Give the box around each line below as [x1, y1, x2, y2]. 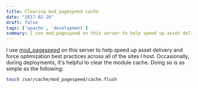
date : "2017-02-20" [6, 14, 54, 20]
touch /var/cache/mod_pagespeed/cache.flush [6, 77, 117, 83]
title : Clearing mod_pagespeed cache [6, 8, 99, 15]
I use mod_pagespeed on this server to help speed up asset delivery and [6, 46, 183, 53]
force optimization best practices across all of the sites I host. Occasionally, [6, 53, 190, 60]
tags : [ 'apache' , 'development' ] [6, 25, 88, 31]
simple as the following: [6, 65, 64, 72]
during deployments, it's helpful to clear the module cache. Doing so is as [6, 59, 185, 66]
